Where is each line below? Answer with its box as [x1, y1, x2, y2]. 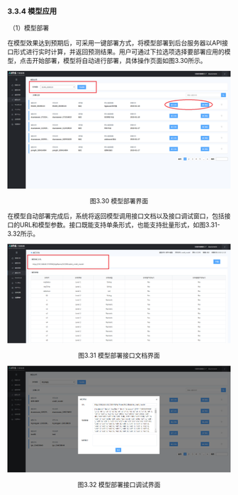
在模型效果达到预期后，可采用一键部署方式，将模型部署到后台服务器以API [7, 39, 222, 47]
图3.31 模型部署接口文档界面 [77, 351, 161, 360]
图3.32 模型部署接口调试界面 [77, 480, 161, 489]
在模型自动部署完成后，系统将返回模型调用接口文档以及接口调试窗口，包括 [7, 212, 225, 220]
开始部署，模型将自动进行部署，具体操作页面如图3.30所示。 [31, 57, 207, 65]
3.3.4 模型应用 [7, 6, 57, 16]
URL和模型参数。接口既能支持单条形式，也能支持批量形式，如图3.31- [19, 221, 221, 229]
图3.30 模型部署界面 [89, 197, 149, 205]
